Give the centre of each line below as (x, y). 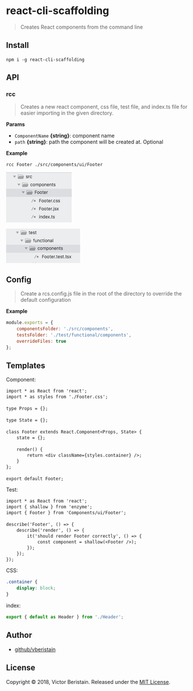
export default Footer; (35, 479)
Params (15, 125)
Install (17, 45)
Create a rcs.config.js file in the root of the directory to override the (101, 294)
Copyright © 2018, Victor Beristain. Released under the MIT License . (88, 682)
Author (19, 635)
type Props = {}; (27, 409)
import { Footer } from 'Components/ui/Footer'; (66, 513)
